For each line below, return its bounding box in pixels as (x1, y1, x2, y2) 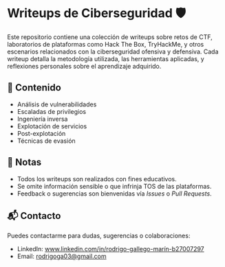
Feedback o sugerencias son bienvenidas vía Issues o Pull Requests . (17, 189, 212, 198)
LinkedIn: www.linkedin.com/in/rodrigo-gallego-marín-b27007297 (17, 245, 204, 253)
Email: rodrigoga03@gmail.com (17, 252, 107, 261)
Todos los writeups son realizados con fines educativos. (17, 174, 177, 183)
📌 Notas (7, 156, 42, 168)
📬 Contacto (7, 210, 61, 222)
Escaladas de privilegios (17, 107, 87, 115)
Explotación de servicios (17, 121, 87, 130)
